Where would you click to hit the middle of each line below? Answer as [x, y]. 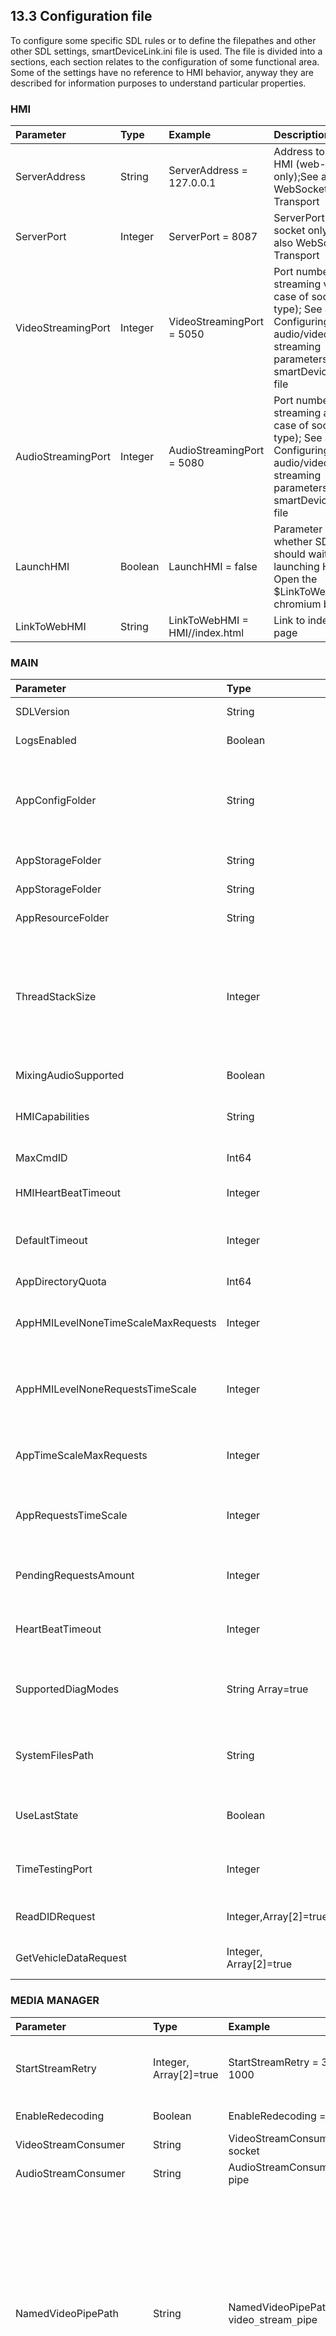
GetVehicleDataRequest [71, 1958]
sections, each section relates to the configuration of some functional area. [165, 61]
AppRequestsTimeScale [71, 1516]
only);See [296, 177]
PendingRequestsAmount [75, 1576]
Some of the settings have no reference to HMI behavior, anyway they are [162, 72]
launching [296, 567]
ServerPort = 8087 [213, 237]
